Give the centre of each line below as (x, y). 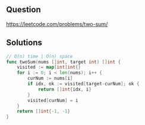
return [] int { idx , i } (65, 89)
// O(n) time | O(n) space (40, 56)
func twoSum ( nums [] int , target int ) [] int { (63, 62)
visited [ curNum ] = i (53, 100)
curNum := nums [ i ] (50, 78)
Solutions (24, 43)
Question (23, 10)
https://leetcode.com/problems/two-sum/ (57, 24)
